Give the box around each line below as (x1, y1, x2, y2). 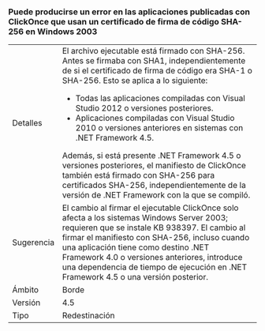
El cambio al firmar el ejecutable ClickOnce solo (62, 202, 239, 213)
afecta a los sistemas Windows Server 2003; (62, 213, 229, 224)
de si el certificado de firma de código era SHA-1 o (62, 66, 252, 77)
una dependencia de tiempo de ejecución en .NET (62, 261, 248, 273)
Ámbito (12, 284, 39, 295)
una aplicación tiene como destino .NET (62, 242, 210, 253)
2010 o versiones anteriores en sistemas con (75, 122, 244, 134)
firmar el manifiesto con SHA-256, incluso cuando (62, 232, 250, 243)
